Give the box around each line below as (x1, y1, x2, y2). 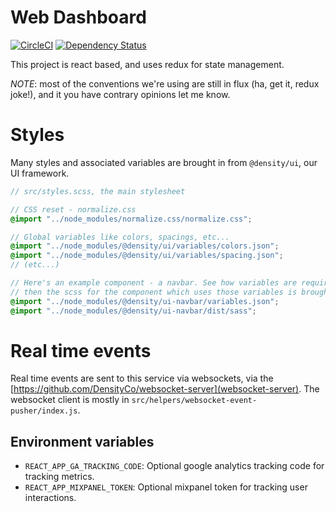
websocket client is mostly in (10, 394, 130, 406)
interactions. (24, 492, 77, 504)
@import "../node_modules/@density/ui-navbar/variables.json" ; (10, 296, 280, 306)
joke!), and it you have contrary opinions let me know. (10, 88, 231, 100)
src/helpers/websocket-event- (131, 396, 258, 406)
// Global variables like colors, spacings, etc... (10, 232, 230, 242)
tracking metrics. (24, 471, 95, 483)
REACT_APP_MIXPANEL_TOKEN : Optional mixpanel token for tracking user (24, 481, 308, 493)
